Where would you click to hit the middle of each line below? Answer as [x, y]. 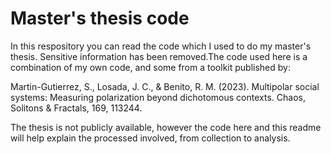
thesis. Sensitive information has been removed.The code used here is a [159, 56]
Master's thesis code [100, 18]
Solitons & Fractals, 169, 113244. [76, 108]
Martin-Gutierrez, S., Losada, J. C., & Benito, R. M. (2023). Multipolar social [165, 86]
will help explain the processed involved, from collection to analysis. [150, 138]
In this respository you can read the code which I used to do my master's [161, 46]
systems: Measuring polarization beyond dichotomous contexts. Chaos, [158, 97]
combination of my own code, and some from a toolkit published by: [150, 67]
